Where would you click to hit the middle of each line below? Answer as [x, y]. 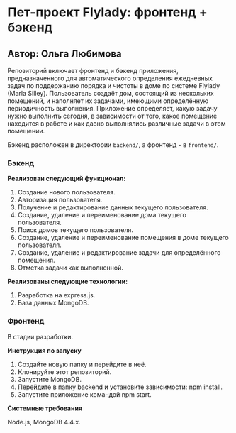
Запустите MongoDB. [49, 379]
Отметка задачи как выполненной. [71, 268]
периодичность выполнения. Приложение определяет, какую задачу [112, 108]
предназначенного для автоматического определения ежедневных [110, 78]
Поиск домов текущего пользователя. [75, 230]
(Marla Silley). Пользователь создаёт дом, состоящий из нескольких [111, 93]
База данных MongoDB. [53, 303]
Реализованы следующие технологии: [68, 282]
